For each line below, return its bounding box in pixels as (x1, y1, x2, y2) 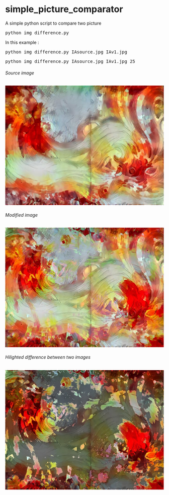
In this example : (5, 39, 39, 45)
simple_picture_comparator (5, 4, 123, 15)
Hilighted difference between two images (5, 354, 91, 360)
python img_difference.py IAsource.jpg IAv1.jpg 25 (5, 58, 136, 64)
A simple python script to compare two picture (5, 20, 102, 26)
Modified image (5, 212, 38, 218)
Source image (5, 69, 34, 76)
